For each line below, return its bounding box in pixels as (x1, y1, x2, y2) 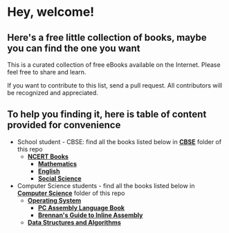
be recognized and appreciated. (7, 89, 99, 97)
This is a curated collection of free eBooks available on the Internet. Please (7, 61, 221, 69)
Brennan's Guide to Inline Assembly (37, 211, 143, 219)
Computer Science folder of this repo (17, 189, 125, 197)
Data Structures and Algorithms (27, 218, 121, 226)
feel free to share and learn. (7, 68, 86, 76)
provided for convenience (7, 119, 121, 131)
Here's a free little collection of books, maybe (7, 32, 208, 43)
